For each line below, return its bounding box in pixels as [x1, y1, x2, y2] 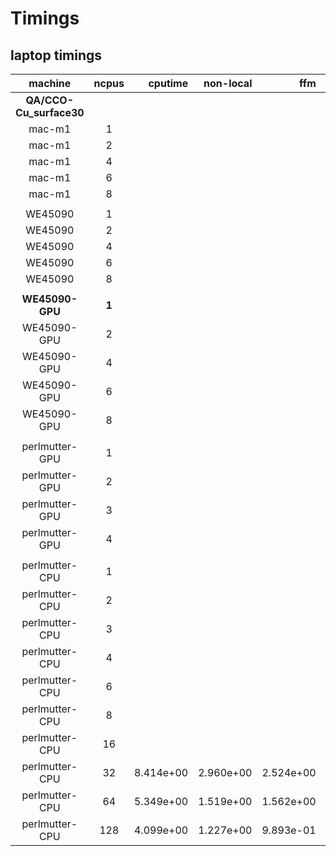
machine [28, 77, 72, 90]
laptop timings [10, 47, 103, 64]
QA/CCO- [25, 93, 75, 107]
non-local [203, 77, 253, 90]
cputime [148, 77, 189, 90]
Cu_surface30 [15, 106, 85, 119]
